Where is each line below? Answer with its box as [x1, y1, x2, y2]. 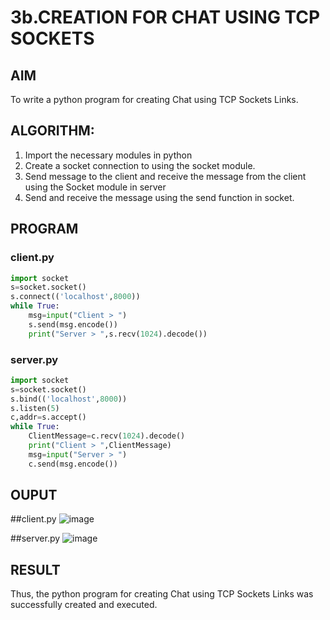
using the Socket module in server [24, 181, 167, 193]
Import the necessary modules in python [24, 149, 193, 161]
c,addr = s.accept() [10, 412, 87, 423]
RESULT [10, 561, 61, 578]
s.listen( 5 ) [10, 403, 60, 413]
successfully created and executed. [10, 599, 158, 611]
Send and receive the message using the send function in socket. [24, 191, 295, 203]
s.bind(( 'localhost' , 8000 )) [10, 394, 128, 404]
